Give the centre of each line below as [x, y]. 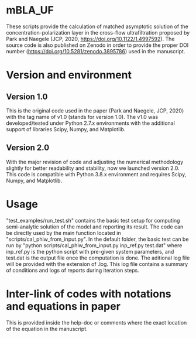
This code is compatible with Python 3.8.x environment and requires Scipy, [96, 174]
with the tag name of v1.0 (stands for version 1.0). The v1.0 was [82, 117]
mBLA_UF [30, 10]
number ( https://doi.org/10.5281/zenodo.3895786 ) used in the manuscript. [96, 51]
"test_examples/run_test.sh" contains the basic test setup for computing [93, 220]
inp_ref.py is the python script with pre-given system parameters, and [90, 251]
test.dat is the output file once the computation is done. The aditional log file [98, 258]
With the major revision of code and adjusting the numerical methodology [95, 162]
